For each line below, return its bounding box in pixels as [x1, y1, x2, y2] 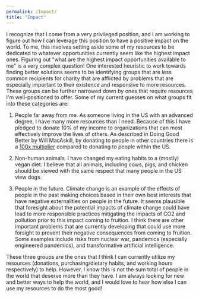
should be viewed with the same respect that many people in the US [14, 167, 182, 174]
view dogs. [14, 173, 42, 180]
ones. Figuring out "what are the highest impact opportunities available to [6, 56, 186, 63]
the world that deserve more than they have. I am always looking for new [6, 272, 184, 279]
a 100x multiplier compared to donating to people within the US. [14, 143, 171, 150]
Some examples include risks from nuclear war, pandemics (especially [14, 235, 188, 242]
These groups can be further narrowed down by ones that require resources [6, 87, 193, 94]
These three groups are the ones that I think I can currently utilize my [6, 253, 175, 260]
